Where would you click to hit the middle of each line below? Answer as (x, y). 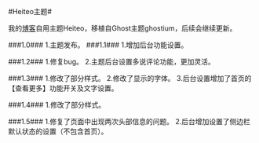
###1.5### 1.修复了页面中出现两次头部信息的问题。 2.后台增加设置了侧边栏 (129, 121)
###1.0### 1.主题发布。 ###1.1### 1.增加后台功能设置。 (98, 45)
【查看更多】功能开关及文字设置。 (63, 88)
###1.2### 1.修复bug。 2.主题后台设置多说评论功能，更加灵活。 (112, 62)
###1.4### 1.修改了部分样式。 (57, 105)
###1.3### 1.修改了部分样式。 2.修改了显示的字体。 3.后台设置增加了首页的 (130, 78)
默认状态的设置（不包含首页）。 (58, 131)
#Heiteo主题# (30, 11)
